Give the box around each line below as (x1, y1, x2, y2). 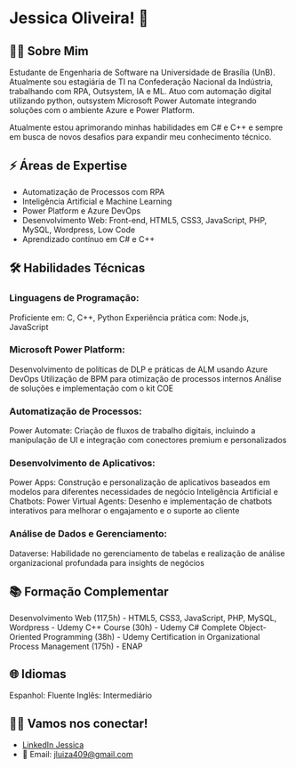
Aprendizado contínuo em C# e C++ (21, 233, 156, 244)
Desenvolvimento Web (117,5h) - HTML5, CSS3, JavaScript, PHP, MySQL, (9, 612, 277, 623)
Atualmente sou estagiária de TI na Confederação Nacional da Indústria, (9, 77, 274, 87)
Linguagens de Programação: (9, 292, 140, 304)
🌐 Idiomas (9, 667, 67, 682)
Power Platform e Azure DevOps (21, 205, 141, 216)
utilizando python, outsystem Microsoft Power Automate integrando (9, 95, 257, 106)
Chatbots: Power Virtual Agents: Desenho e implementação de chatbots (9, 496, 273, 506)
